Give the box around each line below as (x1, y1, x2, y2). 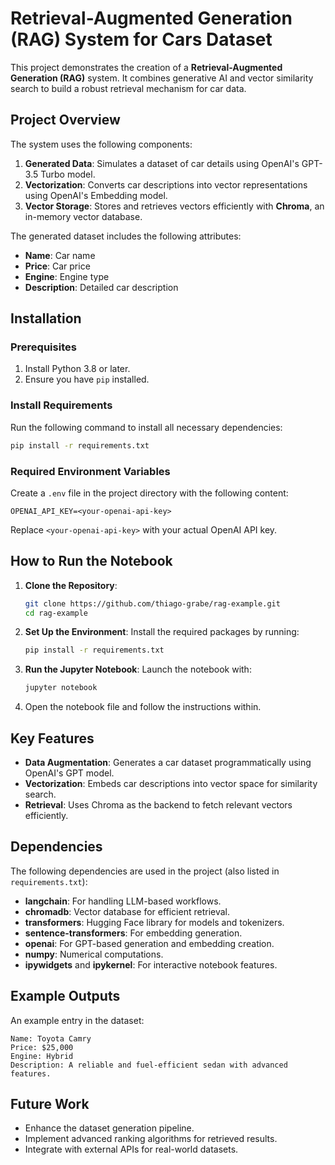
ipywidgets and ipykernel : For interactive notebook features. (24, 958, 278, 971)
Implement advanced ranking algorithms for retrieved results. (24, 1133, 278, 1145)
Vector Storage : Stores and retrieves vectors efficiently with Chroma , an (24, 200, 325, 212)
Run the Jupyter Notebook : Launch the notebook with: (24, 663, 252, 676)
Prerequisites (10, 340, 77, 354)
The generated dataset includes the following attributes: (10, 230, 242, 242)
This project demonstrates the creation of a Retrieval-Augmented (10, 61, 283, 73)
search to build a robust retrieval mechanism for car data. (10, 82, 247, 94)
